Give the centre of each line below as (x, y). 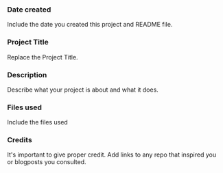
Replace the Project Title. (43, 57)
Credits (20, 140)
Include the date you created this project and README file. (90, 25)
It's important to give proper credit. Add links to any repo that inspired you (112, 155)
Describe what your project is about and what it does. (83, 90)
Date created (29, 10)
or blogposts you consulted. (47, 162)
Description (27, 75)
